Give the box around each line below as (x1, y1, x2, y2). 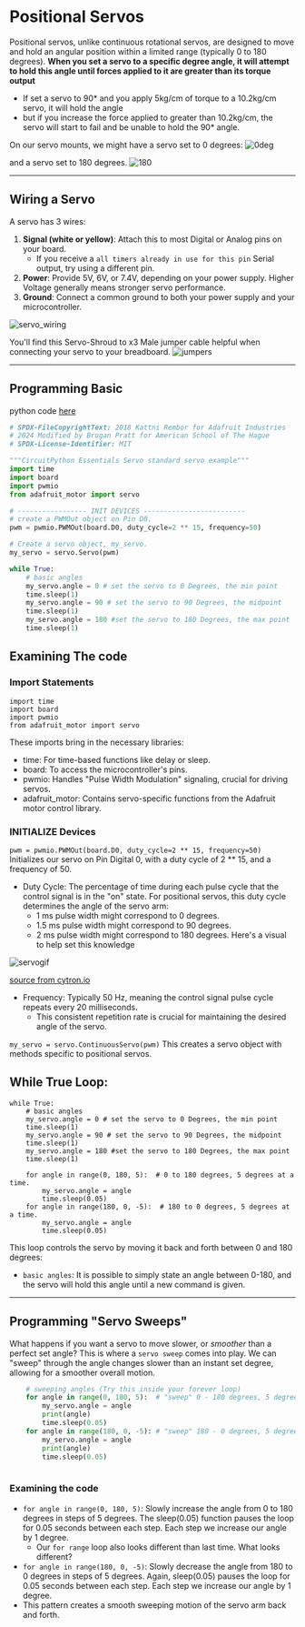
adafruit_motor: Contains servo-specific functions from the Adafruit (22, 793, 276, 804)
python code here (9, 405, 76, 416)
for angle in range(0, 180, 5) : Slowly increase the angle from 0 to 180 (22, 1502, 293, 1513)
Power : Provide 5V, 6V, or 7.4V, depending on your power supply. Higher (22, 272, 295, 283)
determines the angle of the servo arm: (22, 900, 170, 911)
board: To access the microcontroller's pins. (22, 764, 188, 775)
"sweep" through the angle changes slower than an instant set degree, (9, 1357, 274, 1368)
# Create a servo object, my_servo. (9, 539, 148, 549)
